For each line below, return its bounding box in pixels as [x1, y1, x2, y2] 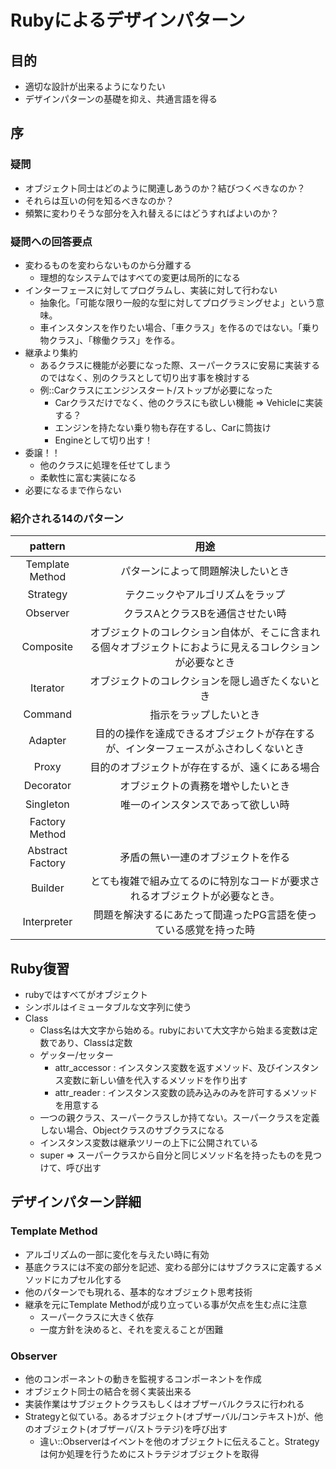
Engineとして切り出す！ [54, 434, 154, 446]
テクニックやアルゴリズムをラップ [124, 588, 286, 602]
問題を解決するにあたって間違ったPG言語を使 [93, 908, 307, 922]
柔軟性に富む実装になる [39, 471, 137, 483]
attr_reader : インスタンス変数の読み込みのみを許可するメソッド [54, 1087, 318, 1099]
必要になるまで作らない [24, 484, 122, 496]
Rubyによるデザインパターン [10, 9, 246, 32]
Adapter [28, 734, 67, 748]
